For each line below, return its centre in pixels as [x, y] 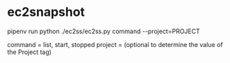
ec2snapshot [46, 12]
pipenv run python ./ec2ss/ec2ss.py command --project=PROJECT [104, 31]
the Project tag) [30, 52]
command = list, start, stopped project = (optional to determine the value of [115, 44]
